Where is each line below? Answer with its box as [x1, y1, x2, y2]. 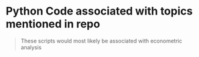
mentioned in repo [5, 17, 100, 31]
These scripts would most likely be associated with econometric [20, 37, 183, 44]
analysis [20, 44, 42, 51]
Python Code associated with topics [5, 4, 193, 18]
